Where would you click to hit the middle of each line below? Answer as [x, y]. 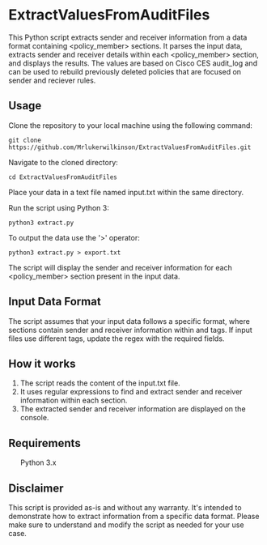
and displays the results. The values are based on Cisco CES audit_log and [133, 63]
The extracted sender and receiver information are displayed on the [133, 409]
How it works [42, 363]
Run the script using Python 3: [59, 207]
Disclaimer [36, 488]
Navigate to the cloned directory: [64, 162]
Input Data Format [55, 302]
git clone [25, 140]
